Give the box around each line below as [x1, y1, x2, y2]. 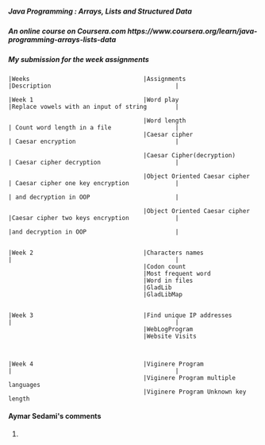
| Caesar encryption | [8, 137, 179, 145]
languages [8, 381, 41, 389]
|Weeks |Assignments [8, 75, 186, 83]
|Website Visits [143, 332, 197, 340]
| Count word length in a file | [8, 123, 179, 131]
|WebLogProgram [143, 325, 194, 333]
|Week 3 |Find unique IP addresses [8, 311, 232, 319]
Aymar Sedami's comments [8, 412, 102, 421]
